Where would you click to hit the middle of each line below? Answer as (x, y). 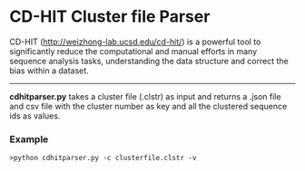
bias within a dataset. (49, 71)
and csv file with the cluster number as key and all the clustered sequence (148, 106)
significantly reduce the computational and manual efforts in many (133, 51)
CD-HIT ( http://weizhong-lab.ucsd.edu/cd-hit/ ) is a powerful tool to (135, 42)
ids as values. (35, 116)
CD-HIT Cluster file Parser (110, 17)
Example (29, 139)
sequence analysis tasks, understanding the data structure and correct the (149, 61)
